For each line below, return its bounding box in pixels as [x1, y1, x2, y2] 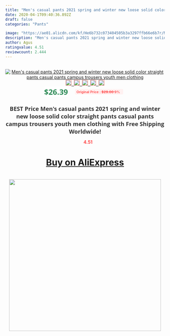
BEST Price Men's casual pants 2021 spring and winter [10, 104, 160, 113]
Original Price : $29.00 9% [76, 89, 120, 94]
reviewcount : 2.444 [5, 49, 47, 55]
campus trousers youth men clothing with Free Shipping [6, 119, 164, 128]
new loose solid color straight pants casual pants [16, 112, 154, 120]
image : [5, 31, 19, 36]
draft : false [5, 17, 33, 22]
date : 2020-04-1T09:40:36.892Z [5, 12, 71, 17]
